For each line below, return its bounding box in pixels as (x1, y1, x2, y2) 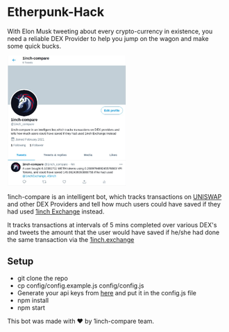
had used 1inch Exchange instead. (7, 207, 105, 216)
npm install (17, 296, 49, 304)
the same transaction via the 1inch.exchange (7, 235, 135, 243)
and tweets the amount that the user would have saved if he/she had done (7, 228, 220, 236)
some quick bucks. (7, 42, 61, 50)
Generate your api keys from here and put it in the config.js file (17, 288, 196, 297)
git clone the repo (17, 274, 68, 282)
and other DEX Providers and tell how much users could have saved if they (7, 200, 221, 208)
